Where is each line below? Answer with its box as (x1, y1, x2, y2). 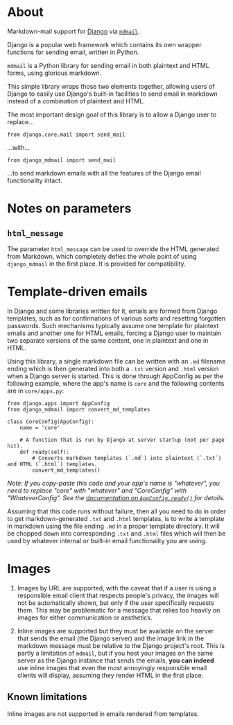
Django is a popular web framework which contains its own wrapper (7, 40, 202, 49)
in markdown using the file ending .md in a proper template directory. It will (7, 522, 220, 530)
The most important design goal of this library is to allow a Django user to (7, 110, 217, 119)
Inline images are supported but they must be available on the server (17, 626, 214, 635)
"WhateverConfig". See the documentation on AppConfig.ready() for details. (7, 493, 225, 502)
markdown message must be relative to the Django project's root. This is (17, 641, 225, 649)
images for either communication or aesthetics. (17, 613, 153, 622)
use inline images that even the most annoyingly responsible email (17, 663, 207, 672)
